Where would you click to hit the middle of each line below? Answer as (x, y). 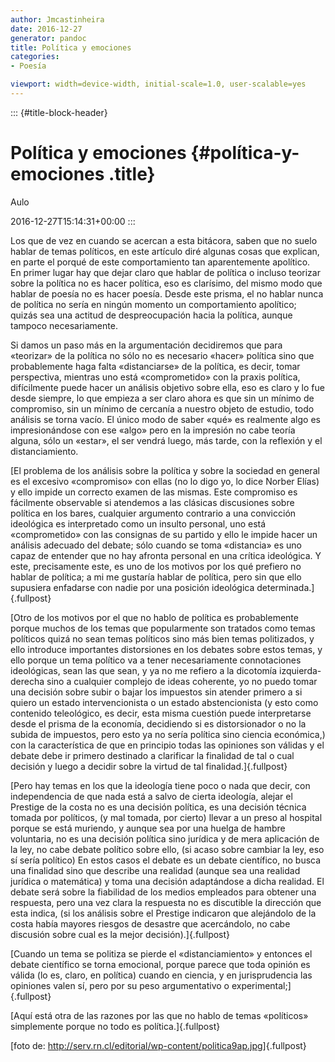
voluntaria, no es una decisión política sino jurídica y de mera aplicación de (165, 838)
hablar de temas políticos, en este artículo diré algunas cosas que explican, (165, 251)
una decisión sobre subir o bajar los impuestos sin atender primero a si (156, 692)
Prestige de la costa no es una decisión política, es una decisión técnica (158, 807)
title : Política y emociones (71, 47)
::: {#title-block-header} (59, 112)
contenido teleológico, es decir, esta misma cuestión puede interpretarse (161, 713)
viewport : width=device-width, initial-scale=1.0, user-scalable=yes (158, 84)
